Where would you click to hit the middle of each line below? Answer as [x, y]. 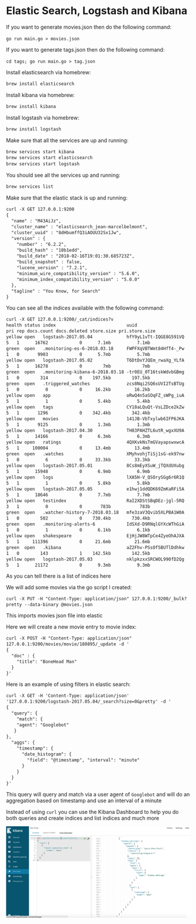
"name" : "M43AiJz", [36, 221]
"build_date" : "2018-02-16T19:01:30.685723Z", [75, 256]
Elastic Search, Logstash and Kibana [97, 11]
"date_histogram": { [47, 754]
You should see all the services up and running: [63, 175]
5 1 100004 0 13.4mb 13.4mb [78, 448]
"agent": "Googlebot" [43, 725]
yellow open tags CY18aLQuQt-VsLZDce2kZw [95, 407]
